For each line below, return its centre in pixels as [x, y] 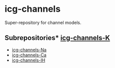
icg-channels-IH [29, 60]
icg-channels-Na [29, 49]
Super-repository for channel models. [43, 23]
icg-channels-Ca [29, 55]
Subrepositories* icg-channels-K [57, 38]
